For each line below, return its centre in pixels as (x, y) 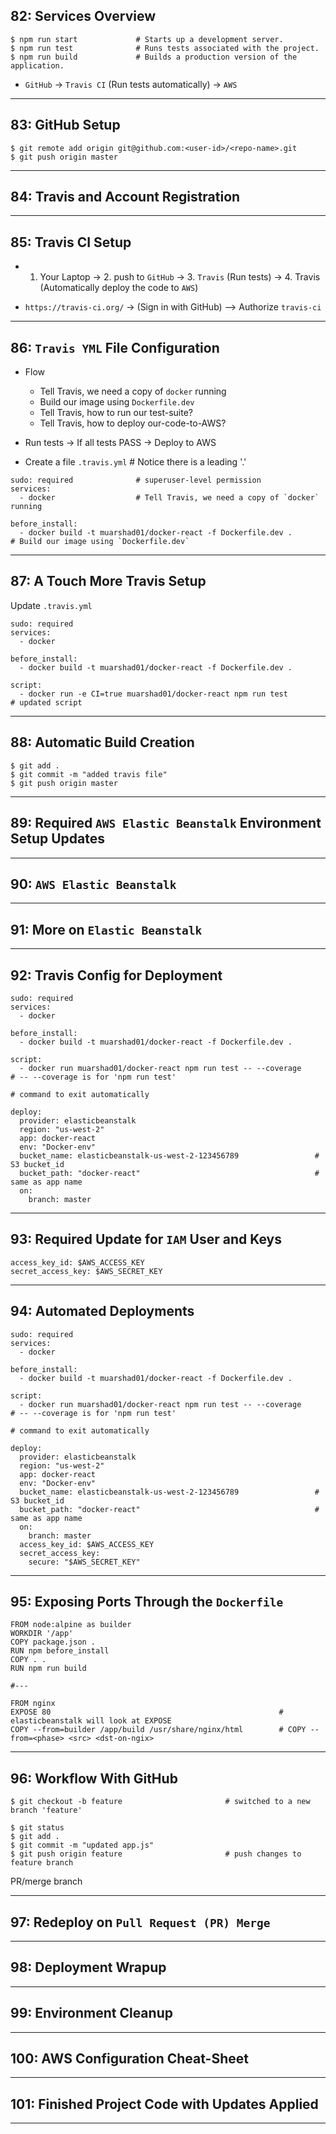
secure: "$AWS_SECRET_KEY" (84, 1562)
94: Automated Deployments (102, 1311)
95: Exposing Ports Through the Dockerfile (147, 1601)
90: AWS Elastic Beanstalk (93, 884)
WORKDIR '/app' (42, 1634)
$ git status (37, 1828)
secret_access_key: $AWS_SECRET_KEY (86, 1271)
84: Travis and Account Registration (125, 197)
